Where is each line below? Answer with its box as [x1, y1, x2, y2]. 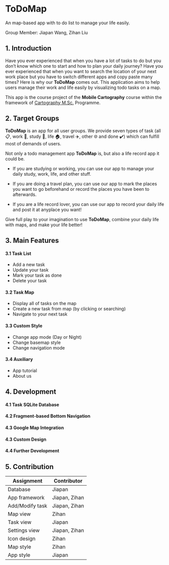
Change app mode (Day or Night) [12, 334, 82, 340]
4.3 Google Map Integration [5, 425, 64, 431]
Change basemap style [12, 339, 61, 345]
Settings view [8, 527, 40, 534]
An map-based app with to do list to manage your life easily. [5, 20, 130, 26]
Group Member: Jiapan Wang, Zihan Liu [5, 29, 88, 35]
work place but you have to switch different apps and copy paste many [5, 74, 153, 80]
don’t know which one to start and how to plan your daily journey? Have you [5, 63, 163, 69]
